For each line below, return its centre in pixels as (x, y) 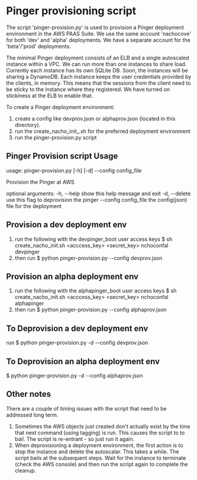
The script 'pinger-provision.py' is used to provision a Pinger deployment (95, 27)
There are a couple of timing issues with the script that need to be (86, 408)
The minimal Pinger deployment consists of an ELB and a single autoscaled (98, 58)
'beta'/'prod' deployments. (38, 46)
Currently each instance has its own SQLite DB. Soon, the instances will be (97, 70)
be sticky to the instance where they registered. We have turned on (88, 89)
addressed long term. (32, 415)
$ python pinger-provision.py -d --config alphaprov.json (75, 376)
